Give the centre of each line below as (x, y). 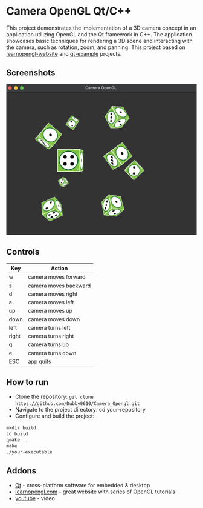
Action (60, 269)
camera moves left (51, 302)
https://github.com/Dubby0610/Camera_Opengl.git (77, 404)
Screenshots (31, 73)
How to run (27, 382)
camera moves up (50, 311)
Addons (21, 471)
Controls (23, 252)
